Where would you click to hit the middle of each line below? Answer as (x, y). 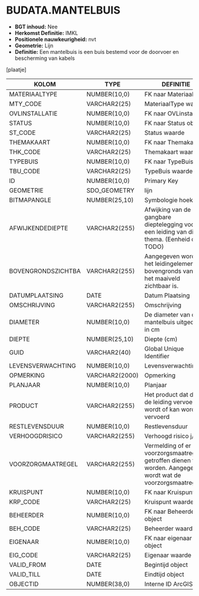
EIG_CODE (24, 555)
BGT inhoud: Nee (36, 27)
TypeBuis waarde (168, 171)
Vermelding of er (168, 446)
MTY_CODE (25, 104)
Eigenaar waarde (168, 555)
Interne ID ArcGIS (168, 584)
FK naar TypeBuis (169, 162)
